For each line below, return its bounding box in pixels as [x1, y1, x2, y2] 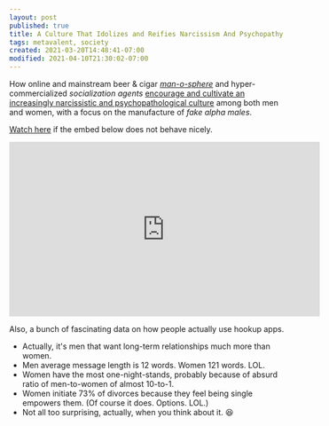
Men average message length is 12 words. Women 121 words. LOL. [21, 360, 266, 370]
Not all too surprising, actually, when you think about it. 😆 [21, 407, 234, 417]
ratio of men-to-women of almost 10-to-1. [21, 379, 175, 389]
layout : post [9, 12, 58, 22]
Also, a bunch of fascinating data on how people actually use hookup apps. [9, 324, 285, 334]
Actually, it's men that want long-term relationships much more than [21, 341, 270, 351]
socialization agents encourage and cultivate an [69, 88, 246, 99]
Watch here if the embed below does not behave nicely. [9, 124, 213, 134]
